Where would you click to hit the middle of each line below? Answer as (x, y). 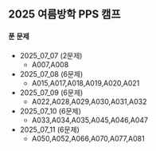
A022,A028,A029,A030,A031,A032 (89, 101)
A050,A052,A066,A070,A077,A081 (88, 138)
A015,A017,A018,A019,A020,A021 (86, 83)
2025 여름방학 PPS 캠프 (64, 14)
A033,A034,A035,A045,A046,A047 (90, 120)
